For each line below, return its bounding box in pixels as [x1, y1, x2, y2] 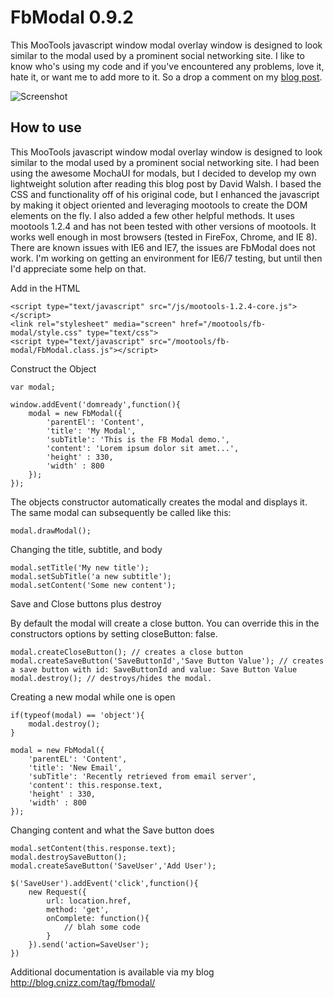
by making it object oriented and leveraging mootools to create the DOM [10, 199, 308, 211]
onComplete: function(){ [46, 913, 150, 923]
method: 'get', [46, 904, 110, 915]
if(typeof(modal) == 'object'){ [10, 710, 145, 720]
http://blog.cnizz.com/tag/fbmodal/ [10, 976, 156, 988]
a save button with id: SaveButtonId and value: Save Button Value [10, 664, 298, 675]
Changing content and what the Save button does [10, 824, 215, 836]
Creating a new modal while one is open [10, 691, 176, 703]
